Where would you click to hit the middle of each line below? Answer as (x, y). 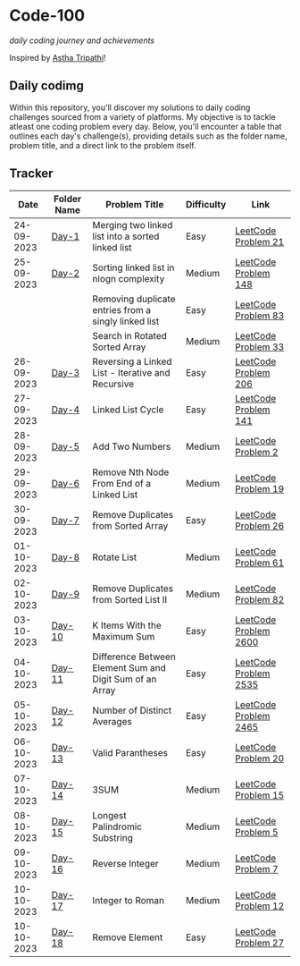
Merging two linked (133, 225)
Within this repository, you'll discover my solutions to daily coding (130, 107)
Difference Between (134, 657)
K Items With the (127, 625)
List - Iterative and (132, 372)
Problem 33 (260, 347)
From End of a (122, 483)
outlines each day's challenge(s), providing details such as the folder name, (148, 136)
